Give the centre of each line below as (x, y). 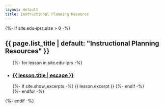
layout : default (22, 10)
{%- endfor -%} (28, 91)
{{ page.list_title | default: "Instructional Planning (82, 43)
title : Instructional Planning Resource (47, 14)
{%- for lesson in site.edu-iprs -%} (47, 63)
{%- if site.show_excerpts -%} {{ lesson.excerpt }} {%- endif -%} (78, 86)
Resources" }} (27, 51)
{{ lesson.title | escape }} (43, 75)
